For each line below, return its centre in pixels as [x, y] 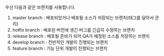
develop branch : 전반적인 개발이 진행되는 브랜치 [60, 42]
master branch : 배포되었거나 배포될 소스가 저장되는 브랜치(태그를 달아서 [83, 18]
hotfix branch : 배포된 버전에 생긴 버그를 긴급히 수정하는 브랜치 [74, 30]
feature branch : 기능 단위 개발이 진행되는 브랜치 [60, 48]
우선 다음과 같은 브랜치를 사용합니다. [40, 7]
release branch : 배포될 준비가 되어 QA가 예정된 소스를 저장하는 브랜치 [81, 36]
